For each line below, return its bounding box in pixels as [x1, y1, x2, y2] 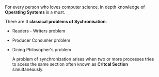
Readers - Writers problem [12, 28, 65, 33]
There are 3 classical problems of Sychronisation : [5, 19, 107, 24]
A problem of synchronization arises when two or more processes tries [12, 56, 154, 62]
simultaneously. [12, 66, 44, 72]
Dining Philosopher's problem [12, 47, 72, 52]
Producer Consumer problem [12, 37, 70, 43]
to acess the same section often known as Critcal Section [12, 62, 128, 67]
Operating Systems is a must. [5, 9, 65, 15]
